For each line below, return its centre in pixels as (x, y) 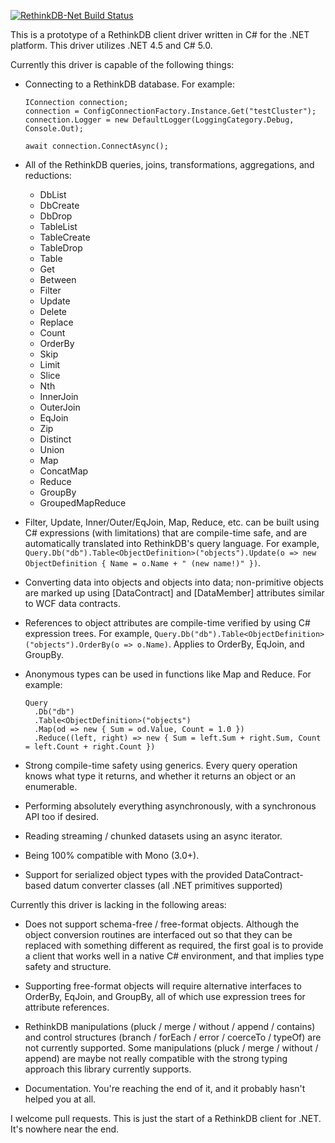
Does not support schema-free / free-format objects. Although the (162, 924)
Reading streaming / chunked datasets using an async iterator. (153, 836)
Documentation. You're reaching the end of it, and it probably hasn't (165, 1088)
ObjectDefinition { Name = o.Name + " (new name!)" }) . (143, 563)
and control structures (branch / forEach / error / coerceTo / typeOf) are (173, 1037)
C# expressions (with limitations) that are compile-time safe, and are (166, 533)
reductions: (48, 175)
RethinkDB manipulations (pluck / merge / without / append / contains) (170, 1026)
